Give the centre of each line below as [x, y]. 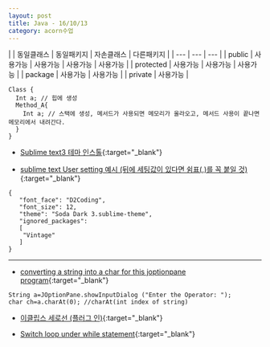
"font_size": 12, [48, 207]
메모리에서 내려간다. [37, 122]
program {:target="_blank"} [64, 280]
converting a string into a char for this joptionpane [103, 272]
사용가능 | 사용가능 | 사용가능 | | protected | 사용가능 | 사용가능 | [135, 64]
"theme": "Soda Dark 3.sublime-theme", [86, 214]
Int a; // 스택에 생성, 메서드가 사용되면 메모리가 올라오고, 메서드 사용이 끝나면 [141, 114]
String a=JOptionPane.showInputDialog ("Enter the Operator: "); [120, 295]
